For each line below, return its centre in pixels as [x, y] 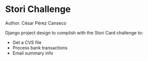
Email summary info [33, 53]
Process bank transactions [40, 47]
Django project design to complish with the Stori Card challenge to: [74, 32]
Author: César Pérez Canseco [36, 23]
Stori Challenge [38, 9]
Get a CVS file [27, 42]
